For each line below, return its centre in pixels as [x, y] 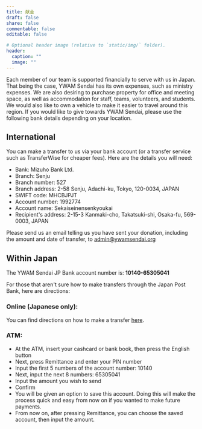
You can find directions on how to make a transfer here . [75, 320]
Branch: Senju [32, 176]
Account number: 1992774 [48, 202]
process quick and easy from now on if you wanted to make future [98, 400]
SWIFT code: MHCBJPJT [46, 195]
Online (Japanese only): [42, 307]
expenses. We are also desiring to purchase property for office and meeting [100, 92]
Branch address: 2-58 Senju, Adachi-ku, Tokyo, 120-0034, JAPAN [97, 189]
